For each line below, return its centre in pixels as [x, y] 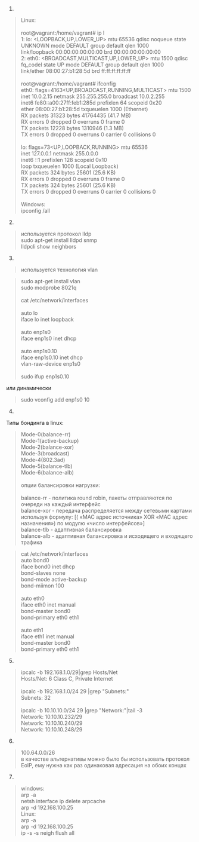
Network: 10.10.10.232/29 [52, 717]
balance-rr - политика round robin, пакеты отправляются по [97, 498]
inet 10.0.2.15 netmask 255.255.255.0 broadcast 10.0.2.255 [93, 96]
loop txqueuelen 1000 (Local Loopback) [70, 166]
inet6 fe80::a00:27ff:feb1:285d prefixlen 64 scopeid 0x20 [91, 103]
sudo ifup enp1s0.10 [45, 376]
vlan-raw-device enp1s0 [50, 364]
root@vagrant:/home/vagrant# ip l [63, 33]
